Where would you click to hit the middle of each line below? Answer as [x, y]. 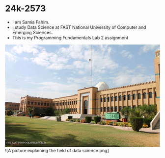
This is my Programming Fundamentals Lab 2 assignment [70, 38]
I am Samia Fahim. [31, 22]
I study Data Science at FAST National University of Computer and [79, 27]
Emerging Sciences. [32, 32]
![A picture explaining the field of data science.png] [57, 151]
